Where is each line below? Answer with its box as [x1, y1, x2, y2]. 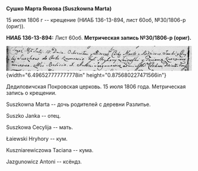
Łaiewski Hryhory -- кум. [6, 135, 68, 143]
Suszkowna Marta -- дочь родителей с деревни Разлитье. [6, 101, 151, 108]
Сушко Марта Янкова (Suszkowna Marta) [6, 5, 112, 12]
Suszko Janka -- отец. [6, 112, 61, 120]
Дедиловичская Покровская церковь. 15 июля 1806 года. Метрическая [6, 83, 186, 91]
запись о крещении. [6, 89, 57, 96]
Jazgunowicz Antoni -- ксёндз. [6, 158, 82, 165]
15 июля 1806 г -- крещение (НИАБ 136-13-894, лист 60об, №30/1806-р [6, 17, 186, 23]
